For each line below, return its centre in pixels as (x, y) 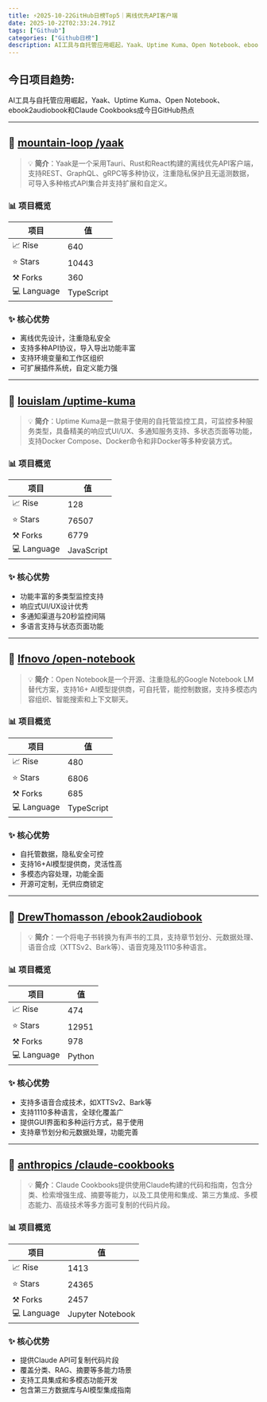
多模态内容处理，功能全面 (62, 874)
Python (81, 1056)
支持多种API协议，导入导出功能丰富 (78, 348)
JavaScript (87, 550)
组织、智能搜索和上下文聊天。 (83, 699)
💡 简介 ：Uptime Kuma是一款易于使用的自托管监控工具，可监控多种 (137, 421)
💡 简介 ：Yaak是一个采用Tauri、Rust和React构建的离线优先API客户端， (143, 163)
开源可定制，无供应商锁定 (62, 884)
